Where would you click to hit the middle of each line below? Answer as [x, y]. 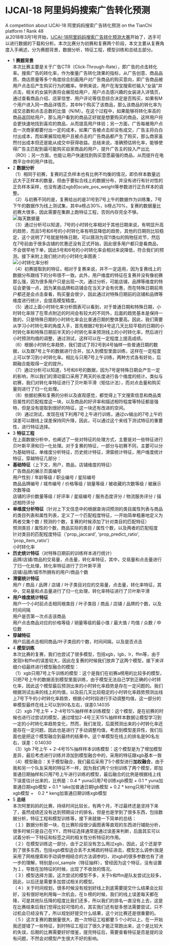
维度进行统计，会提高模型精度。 [46, 300]
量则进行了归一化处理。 [37, 389]
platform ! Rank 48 [24, 31]
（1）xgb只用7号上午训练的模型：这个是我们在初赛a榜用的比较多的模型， [88, 673]
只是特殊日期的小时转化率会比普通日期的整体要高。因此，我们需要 [94, 319]
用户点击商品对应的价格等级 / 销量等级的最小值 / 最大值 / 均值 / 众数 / [84, 623]
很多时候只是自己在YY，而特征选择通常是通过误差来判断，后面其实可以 [86, 831]
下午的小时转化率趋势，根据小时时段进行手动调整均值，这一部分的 [93, 698]
